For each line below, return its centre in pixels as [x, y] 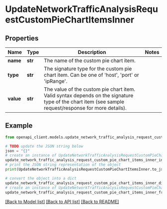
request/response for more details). [85, 108]
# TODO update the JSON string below [44, 146]
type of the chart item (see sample [84, 102]
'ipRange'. [56, 81]
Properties [22, 38]
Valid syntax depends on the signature [89, 96]
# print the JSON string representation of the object [63, 165]
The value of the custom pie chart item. [90, 89]
